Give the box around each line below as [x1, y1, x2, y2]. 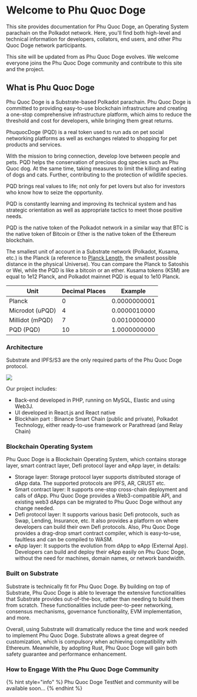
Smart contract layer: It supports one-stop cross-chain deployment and [14, 486, 188, 493]
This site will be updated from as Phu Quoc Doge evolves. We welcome [6, 53, 179, 60]
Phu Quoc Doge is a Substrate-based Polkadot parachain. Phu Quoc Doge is [6, 98, 191, 105]
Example [121, 286, 146, 295]
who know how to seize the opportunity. [6, 189, 103, 196]
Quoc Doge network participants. [6, 42, 87, 49]
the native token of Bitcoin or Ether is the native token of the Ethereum [6, 230, 176, 237]
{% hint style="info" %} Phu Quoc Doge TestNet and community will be [6, 678, 179, 685]
